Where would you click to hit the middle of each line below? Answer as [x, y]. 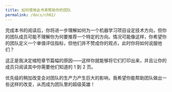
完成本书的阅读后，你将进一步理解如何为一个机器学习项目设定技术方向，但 [84, 30]
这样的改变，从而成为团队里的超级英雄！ [52, 84]
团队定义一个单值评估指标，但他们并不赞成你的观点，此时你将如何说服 [83, 43]
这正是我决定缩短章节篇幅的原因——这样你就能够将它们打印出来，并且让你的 [86, 60]
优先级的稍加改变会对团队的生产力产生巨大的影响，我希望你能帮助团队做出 [84, 78]
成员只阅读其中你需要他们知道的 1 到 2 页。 [50, 67]
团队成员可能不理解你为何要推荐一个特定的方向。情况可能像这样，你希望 [86, 36]
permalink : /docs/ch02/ [31, 15]
